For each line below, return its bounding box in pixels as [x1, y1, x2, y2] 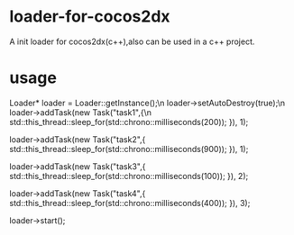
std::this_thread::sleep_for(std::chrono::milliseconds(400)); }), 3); [9, 197, 251, 208]
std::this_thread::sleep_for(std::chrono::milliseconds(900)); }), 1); [9, 143, 249, 154]
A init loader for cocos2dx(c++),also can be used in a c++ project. [9, 36, 255, 47]
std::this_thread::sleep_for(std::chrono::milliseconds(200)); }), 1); [9, 116, 249, 127]
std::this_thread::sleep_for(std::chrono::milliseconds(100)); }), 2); [9, 170, 249, 181]
